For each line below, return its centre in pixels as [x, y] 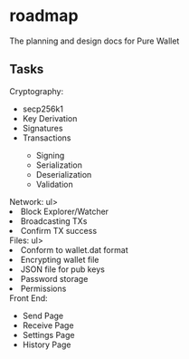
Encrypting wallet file [60, 259]
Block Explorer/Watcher [65, 211]
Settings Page [48, 335]
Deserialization [64, 174]
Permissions [44, 288]
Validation [55, 184]
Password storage [55, 278]
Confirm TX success [59, 230]
